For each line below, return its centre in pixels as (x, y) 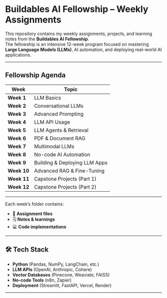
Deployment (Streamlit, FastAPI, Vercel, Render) (62, 285)
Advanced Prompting (59, 114)
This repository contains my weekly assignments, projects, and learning (79, 33)
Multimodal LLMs (54, 146)
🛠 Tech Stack (27, 250)
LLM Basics (47, 97)
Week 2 (17, 106)
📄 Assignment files (32, 214)
